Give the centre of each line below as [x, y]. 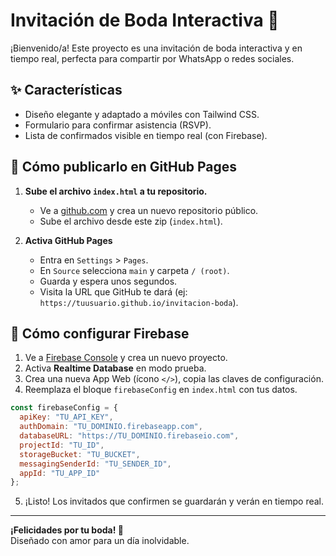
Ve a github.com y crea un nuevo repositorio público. [149, 210]
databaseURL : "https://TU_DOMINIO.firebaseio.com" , [129, 436]
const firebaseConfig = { [64, 408]
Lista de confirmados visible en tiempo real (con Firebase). [146, 135]
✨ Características [66, 90]
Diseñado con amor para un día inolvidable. [100, 541]
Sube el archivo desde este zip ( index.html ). [131, 221]
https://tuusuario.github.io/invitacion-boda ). [139, 302]
